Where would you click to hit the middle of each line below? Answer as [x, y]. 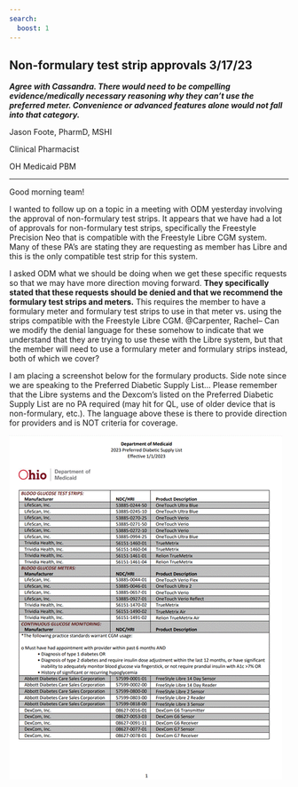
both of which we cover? [55, 359]
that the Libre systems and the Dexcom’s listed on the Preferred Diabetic [141, 394]
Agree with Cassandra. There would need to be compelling [120, 87]
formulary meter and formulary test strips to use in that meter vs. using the [145, 312]
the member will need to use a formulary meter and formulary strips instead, [149, 349]
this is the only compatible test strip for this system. [103, 257]
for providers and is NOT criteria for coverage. [94, 423]
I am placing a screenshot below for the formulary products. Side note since [148, 376]
